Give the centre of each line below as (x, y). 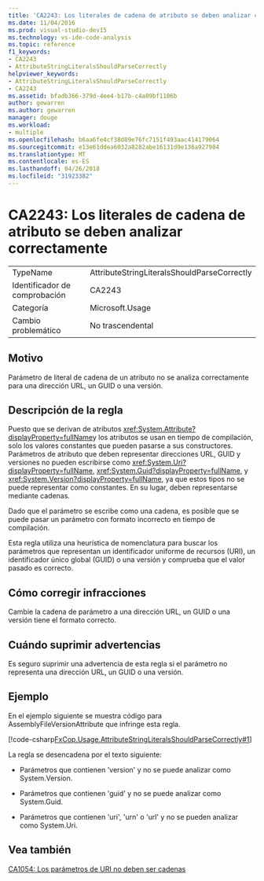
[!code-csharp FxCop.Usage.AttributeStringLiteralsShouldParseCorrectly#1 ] (130, 739)
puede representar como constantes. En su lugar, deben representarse (123, 487)
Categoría (30, 307)
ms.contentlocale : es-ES (49, 162)
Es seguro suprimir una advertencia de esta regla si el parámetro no (118, 664)
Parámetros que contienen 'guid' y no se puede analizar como (120, 793)
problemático (37, 330)
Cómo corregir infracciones (77, 593)
